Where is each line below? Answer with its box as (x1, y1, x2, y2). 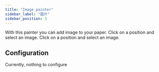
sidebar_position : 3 (5, 16, 47, 21)
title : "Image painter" (5, 7, 54, 12)
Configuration (5, 49, 49, 57)
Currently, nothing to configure (5, 62, 68, 68)
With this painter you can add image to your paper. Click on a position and (5, 30, 155, 36)
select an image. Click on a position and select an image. (5, 35, 120, 40)
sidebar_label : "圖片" (5, 12, 50, 17)
